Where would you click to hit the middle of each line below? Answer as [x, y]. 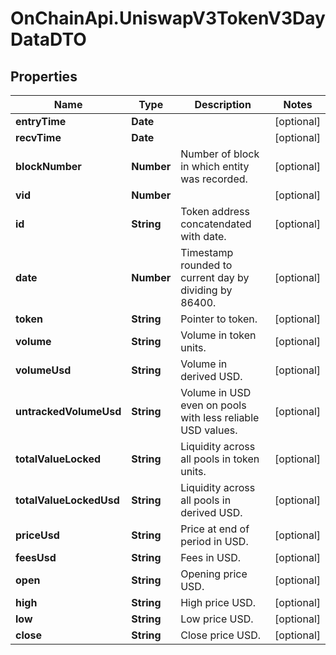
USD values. [209, 430]
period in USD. [214, 541]
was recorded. [214, 179]
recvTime [38, 137]
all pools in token [220, 459]
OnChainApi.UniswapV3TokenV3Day [168, 18]
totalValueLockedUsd [67, 500]
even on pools [213, 405]
